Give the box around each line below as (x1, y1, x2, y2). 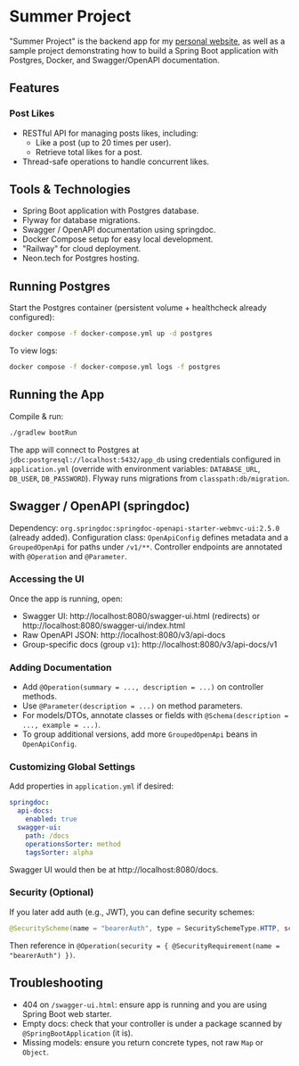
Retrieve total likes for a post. (35, 146, 142, 157)
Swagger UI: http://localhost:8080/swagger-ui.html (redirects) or (21, 610, 261, 621)
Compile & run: (9, 410, 64, 421)
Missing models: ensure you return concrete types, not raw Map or (21, 1037, 264, 1047)
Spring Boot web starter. (21, 1008, 112, 1019)
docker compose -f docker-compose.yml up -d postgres (9, 329, 214, 338)
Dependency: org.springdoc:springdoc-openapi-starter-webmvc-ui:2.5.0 (9, 522, 280, 533)
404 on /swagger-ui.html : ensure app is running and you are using (21, 999, 267, 1010)
